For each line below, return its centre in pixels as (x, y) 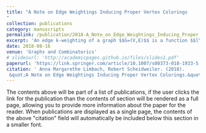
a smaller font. (25, 125)
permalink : (20, 35)
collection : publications (39, 23)
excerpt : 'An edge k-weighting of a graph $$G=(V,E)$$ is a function (97, 40)
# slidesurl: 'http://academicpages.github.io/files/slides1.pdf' (93, 58)
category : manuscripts (35, 29)
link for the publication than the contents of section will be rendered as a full (102, 99)
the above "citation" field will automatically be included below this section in (102, 118)
